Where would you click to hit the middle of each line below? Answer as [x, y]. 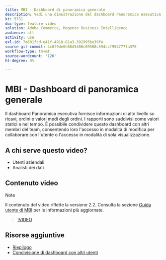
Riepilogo [22, 247]
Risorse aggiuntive [35, 235]
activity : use [20, 38]
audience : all [20, 33]
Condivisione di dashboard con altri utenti [55, 252]
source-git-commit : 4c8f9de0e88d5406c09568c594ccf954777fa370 [71, 47]
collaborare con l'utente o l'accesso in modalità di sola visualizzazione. [78, 135]
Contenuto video [32, 183]
